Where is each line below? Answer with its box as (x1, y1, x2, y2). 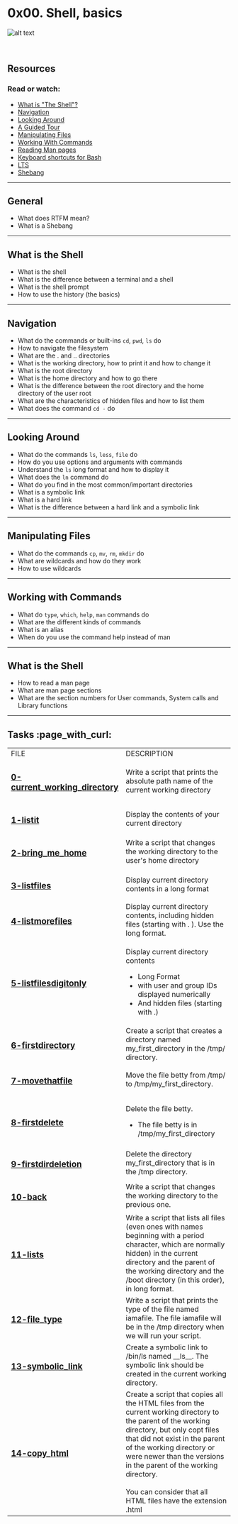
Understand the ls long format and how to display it (17, 465, 169, 473)
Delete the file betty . (125, 1103, 193, 1113)
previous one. (125, 1199, 171, 1209)
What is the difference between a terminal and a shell (17, 275, 174, 284)
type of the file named (125, 1304, 200, 1314)
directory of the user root (17, 389, 92, 398)
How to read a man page (17, 679, 90, 688)
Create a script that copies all (125, 1389, 223, 1399)
